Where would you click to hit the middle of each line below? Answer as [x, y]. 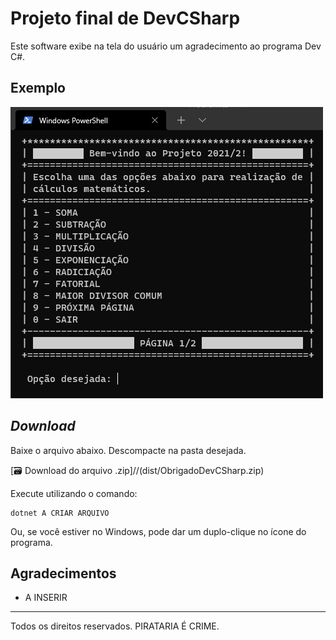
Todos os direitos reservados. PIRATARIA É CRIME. [115, 626]
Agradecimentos [63, 573]
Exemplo [38, 88]
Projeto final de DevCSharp [125, 18]
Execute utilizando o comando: [74, 493]
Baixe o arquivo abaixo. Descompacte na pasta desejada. [128, 450]
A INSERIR [46, 598]
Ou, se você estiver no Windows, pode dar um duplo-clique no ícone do [158, 531]
